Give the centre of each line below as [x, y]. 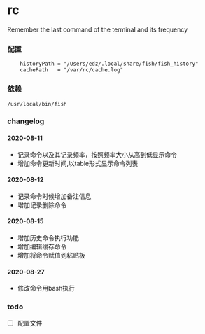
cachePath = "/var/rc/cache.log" [72, 70]
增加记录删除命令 [42, 204]
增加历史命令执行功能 [48, 238]
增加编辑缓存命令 [42, 246]
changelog [26, 121]
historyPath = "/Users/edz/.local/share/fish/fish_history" [109, 64]
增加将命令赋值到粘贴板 [51, 256]
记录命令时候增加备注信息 [54, 196]
